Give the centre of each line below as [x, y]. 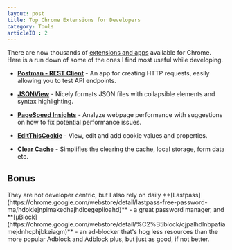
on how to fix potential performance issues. [79, 123]
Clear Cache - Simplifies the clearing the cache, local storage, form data [121, 149]
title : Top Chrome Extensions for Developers [74, 20]
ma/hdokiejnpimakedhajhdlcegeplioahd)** [68, 210]
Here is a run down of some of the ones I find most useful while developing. [115, 60]
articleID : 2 [28, 33]
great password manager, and [181, 210]
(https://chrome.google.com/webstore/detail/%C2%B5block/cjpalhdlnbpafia [116, 224]
